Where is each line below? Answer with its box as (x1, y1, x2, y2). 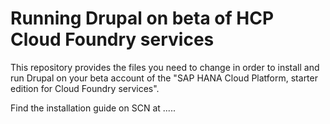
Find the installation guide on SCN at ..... (10, 102, 176, 114)
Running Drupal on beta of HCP (10, 7, 275, 30)
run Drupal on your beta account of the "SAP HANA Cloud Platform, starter (10, 72, 318, 84)
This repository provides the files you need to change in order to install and (10, 61, 320, 73)
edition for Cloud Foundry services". (10, 82, 160, 94)
